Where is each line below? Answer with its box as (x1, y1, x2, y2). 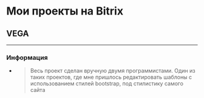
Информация (6, 53, 48, 62)
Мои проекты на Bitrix (6, 4, 123, 18)
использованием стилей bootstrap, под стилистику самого (30, 80, 184, 87)
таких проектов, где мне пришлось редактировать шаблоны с (30, 74, 192, 81)
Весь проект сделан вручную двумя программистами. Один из (30, 67, 195, 74)
